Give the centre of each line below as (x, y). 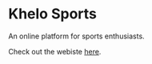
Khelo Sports (53, 14)
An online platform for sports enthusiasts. (77, 36)
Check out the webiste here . (55, 51)
